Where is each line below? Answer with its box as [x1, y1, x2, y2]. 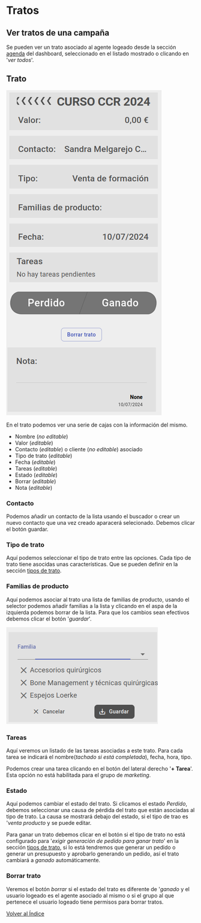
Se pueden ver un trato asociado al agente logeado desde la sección [6, 43, 176, 51]
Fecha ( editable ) [14, 458, 56, 466]
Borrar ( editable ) [14, 477, 56, 485]
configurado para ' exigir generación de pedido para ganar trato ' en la [6, 837, 179, 845]
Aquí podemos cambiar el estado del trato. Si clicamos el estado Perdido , [6, 800, 188, 807]
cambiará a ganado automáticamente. [6, 857, 101, 864]
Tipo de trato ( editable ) [14, 452, 73, 459]
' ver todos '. [6, 57, 34, 63]
